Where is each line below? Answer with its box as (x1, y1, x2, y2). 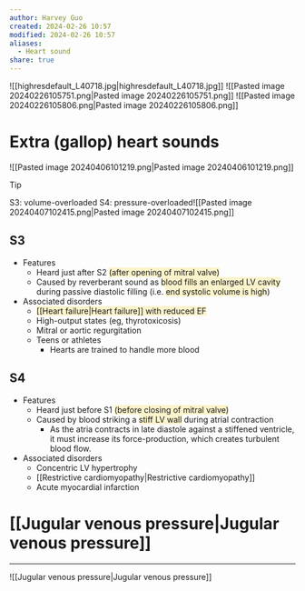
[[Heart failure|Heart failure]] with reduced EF (35, 306, 207, 316)
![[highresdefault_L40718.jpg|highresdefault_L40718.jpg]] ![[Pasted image (9, 81, 285, 91)
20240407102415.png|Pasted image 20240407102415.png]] (9, 206, 234, 217)
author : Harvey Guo (9, 13, 84, 23)
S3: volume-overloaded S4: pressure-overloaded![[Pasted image (9, 196, 252, 207)
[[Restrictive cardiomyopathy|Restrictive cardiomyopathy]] (35, 472, 256, 483)
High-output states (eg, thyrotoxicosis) (35, 315, 182, 326)
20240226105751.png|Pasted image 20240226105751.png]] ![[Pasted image (9, 90, 295, 101)
